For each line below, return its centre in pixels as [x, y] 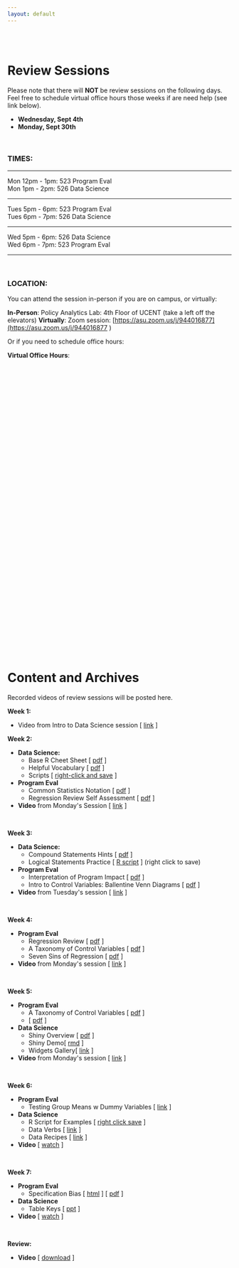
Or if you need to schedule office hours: [66, 341]
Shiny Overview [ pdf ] [61, 1035]
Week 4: [20, 920]
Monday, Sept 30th [47, 127]
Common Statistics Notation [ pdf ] [79, 791]
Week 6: [20, 1086]
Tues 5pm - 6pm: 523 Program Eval [59, 209]
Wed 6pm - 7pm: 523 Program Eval [59, 244]
